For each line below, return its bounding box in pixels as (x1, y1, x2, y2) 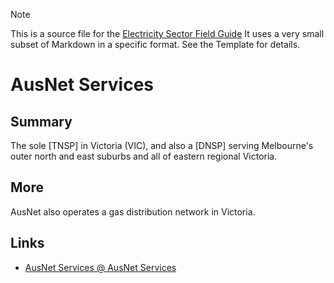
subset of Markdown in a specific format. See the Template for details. (10, 39, 301, 50)
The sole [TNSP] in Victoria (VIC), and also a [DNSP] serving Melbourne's (10, 140, 314, 151)
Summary (10, 113, 73, 130)
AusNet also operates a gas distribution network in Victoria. (10, 205, 256, 218)
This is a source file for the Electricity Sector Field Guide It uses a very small (10, 28, 325, 39)
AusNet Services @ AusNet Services (24, 261, 177, 273)
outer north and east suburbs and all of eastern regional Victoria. (10, 150, 278, 162)
